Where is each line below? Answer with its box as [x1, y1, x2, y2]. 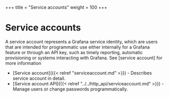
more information [5, 60, 42, 66]
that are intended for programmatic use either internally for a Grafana [5, 44, 150, 50]
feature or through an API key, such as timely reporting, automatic [5, 49, 143, 55]
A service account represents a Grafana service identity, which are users [5, 38, 158, 44]
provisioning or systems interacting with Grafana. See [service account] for [5, 55, 162, 61]
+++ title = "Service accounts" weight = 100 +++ [5, 5, 108, 10]
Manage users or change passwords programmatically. [12, 86, 128, 92]
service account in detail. [12, 75, 66, 81]
